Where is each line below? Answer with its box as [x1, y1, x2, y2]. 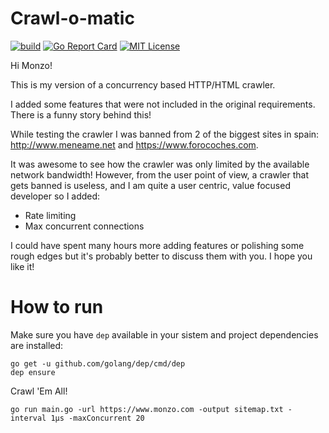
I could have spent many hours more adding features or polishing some [10, 239, 305, 251]
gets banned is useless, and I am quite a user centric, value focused [10, 179, 291, 191]
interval [10, 413, 47, 423]
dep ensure [10, 367, 56, 377]
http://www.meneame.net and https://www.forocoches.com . [10, 138, 259, 151]
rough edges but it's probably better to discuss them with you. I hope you [10, 250, 313, 262]
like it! [10, 260, 35, 272]
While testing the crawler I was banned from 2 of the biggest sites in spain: [10, 128, 320, 140]
